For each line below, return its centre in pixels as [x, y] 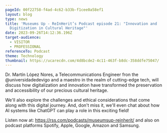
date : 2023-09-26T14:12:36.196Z [39, 33]
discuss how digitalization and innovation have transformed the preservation [84, 85]
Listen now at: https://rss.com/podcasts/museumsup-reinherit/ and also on [82, 120]
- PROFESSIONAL [25, 47]
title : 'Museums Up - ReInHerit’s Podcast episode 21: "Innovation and [81, 24]
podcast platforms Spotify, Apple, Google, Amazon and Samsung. [73, 126]
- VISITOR [20, 42]
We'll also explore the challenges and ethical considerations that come [78, 100]
